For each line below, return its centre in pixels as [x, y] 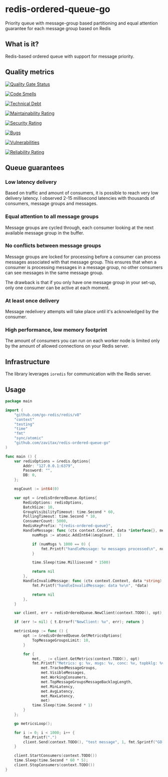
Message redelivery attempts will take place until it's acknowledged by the [82, 312]
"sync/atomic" [29, 438]
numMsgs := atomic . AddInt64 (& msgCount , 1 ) [77, 535]
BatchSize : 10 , [39, 507]
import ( [14, 410]
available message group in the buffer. [44, 233]
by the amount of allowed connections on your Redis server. [67, 346]
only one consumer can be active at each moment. [57, 288]
